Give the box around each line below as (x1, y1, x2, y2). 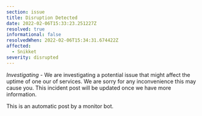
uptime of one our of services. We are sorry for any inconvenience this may (6, 78, 197, 85)
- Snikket (12, 49, 37, 55)
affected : (6, 43, 32, 49)
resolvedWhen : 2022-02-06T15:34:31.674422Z (6, 37, 119, 43)
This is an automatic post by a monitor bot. (6, 102, 114, 110)
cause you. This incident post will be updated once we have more (6, 84, 171, 92)
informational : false (6, 32, 62, 38)
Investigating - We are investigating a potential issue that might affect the (6, 71, 190, 78)
